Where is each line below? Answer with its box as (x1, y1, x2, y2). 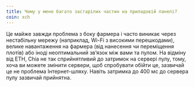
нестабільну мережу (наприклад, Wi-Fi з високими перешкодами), (6, 36, 175, 43)
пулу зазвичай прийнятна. (6, 74, 72, 81)
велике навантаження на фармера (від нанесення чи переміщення (6, 42, 175, 50)
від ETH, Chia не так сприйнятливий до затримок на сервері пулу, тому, (6, 55, 186, 62)
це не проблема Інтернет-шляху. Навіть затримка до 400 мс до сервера (6, 68, 189, 75)
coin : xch (6, 14, 31, 20)
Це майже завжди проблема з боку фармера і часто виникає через (6, 30, 176, 37)
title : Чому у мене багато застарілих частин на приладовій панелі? (6, 8, 178, 15)
